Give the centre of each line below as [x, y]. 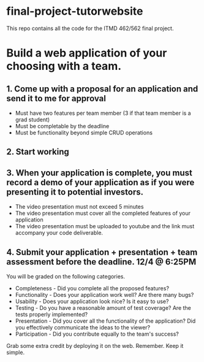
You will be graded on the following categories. [66, 276]
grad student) [32, 119]
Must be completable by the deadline [62, 126]
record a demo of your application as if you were [100, 182]
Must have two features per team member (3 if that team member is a [103, 113]
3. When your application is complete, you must [100, 173]
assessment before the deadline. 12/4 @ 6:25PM [101, 262]
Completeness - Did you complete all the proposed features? [92, 288]
